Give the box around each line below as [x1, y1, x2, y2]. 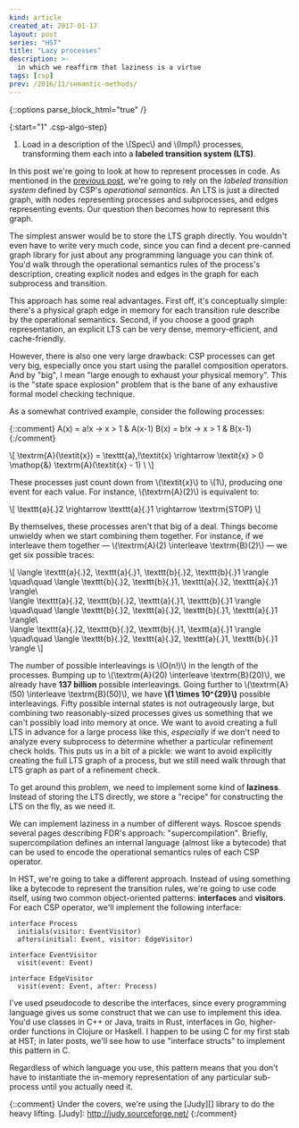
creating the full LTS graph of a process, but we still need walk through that [9, 754, 287, 765]
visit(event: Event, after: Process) [17, 981, 158, 990]
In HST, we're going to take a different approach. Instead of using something [9, 873, 291, 884]
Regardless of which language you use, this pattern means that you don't [9, 1062, 278, 1073]
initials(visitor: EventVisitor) [17, 927, 142, 936]
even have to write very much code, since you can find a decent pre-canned [9, 240, 291, 250]
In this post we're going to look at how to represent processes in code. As [9, 165, 281, 176]
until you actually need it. [40, 1081, 134, 1091]
